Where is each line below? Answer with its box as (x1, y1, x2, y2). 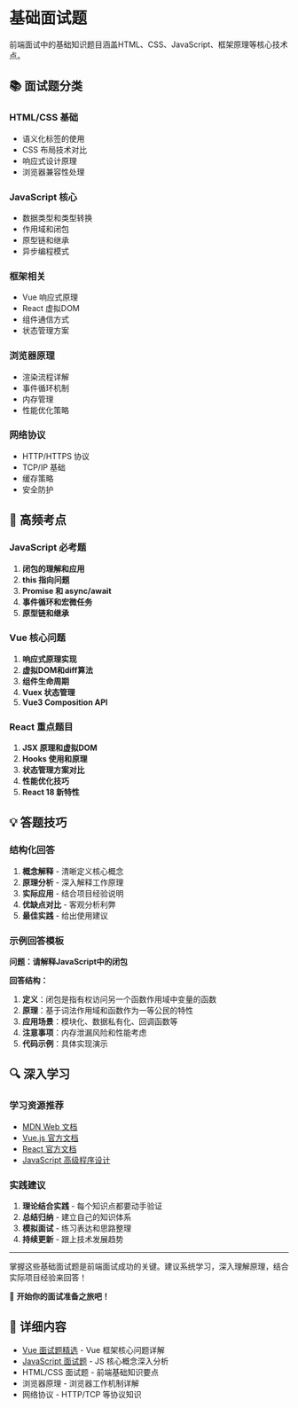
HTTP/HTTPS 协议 (21, 450, 90, 461)
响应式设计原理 (21, 155, 77, 166)
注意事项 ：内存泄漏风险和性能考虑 (21, 1028, 147, 1038)
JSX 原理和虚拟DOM (21, 742, 98, 754)
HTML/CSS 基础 (9, 112, 79, 124)
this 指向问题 (21, 574, 70, 585)
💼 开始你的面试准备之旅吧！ (9, 1291, 111, 1302)
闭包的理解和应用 (21, 563, 85, 574)
